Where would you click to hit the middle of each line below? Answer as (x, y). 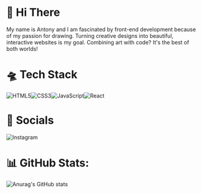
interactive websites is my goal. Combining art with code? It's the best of (98, 42)
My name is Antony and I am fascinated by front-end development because (101, 29)
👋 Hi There (33, 13)
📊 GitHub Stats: (48, 163)
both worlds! (22, 49)
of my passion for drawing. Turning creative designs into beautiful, (90, 35)
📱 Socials (30, 120)
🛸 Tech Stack (42, 75)
